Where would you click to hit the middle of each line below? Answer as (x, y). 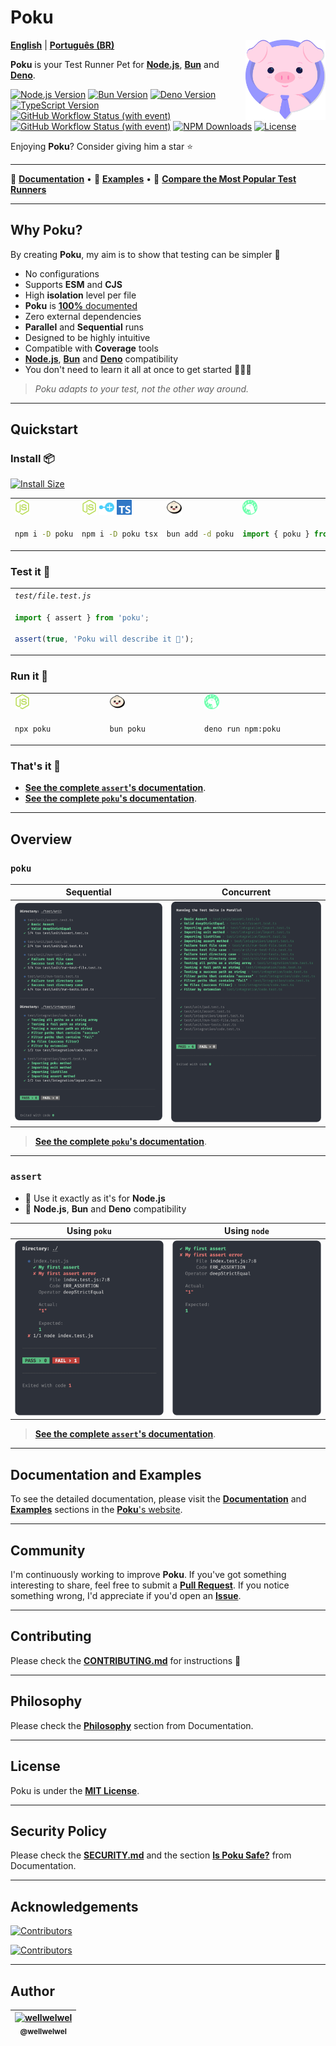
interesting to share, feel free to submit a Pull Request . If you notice (150, 1585)
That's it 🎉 (36, 766)
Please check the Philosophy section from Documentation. (132, 1725)
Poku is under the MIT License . (75, 1790)
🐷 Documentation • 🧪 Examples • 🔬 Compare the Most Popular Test (153, 178)
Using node (247, 1231)
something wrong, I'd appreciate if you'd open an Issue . (126, 1596)
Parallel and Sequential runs (84, 327)
